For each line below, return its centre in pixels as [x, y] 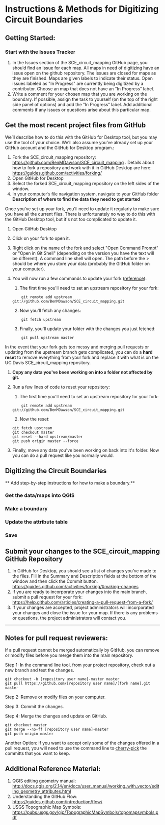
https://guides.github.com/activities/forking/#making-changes [75, 586]
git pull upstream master [48, 337]
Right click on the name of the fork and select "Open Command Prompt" [85, 248]
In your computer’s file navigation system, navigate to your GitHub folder [86, 194]
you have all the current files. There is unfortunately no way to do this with [80, 214]
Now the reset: [35, 419]
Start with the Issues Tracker [40, 52]
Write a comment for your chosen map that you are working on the [80, 94]
